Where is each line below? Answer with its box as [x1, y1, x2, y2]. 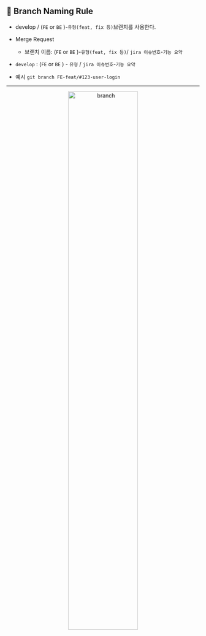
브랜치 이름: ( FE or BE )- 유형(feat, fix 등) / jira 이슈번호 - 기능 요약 [24, 48, 183, 55]
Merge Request [15, 35, 55, 43]
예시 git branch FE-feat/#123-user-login [15, 73, 121, 80]
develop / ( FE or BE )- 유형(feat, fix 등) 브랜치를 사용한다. [15, 23, 156, 31]
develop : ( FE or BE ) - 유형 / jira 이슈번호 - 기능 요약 [15, 60, 136, 67]
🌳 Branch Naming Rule [6, 6, 94, 17]
